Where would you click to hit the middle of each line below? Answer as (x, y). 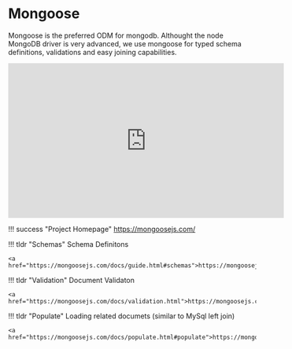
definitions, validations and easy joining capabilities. (92, 52)
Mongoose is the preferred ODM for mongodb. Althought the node (116, 35)
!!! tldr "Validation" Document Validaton (72, 280)
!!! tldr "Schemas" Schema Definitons (68, 244)
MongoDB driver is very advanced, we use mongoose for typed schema (125, 43)
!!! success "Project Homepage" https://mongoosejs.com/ (102, 229)
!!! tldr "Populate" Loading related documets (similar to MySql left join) (122, 316)
